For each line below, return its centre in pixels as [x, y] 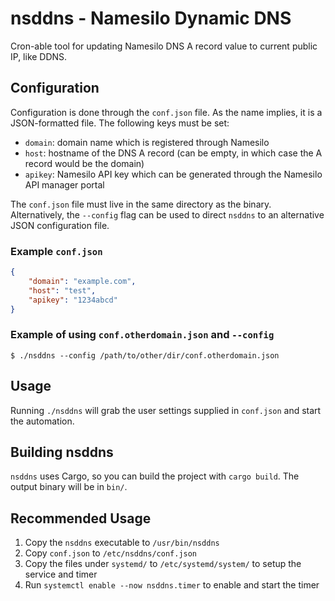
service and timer [61, 574]
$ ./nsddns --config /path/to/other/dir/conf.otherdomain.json [145, 355]
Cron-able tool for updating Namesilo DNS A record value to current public [164, 46]
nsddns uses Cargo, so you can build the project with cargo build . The [155, 476]
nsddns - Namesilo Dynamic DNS [151, 18]
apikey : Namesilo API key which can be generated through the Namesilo [173, 174]
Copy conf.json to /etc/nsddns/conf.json [111, 553]
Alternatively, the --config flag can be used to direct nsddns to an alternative [167, 214]
